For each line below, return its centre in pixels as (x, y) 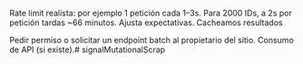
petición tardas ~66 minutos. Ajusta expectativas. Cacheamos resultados (146, 23)
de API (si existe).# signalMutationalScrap (88, 50)
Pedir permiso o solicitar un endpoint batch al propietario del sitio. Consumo (152, 40)
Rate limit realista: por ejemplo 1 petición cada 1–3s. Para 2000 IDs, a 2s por (151, 13)
